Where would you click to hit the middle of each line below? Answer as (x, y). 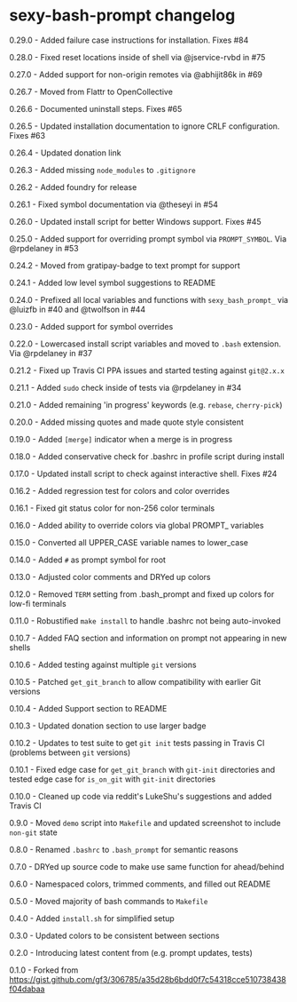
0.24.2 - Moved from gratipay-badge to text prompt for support (125, 265)
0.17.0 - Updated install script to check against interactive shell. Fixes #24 (143, 473)
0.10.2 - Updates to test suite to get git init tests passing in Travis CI (137, 743)
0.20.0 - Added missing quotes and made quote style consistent (126, 422)
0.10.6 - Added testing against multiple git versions (103, 664)
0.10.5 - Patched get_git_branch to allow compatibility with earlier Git (135, 681)
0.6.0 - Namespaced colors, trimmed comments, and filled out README (140, 884)
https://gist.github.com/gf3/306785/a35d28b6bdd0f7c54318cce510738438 (148, 979)
